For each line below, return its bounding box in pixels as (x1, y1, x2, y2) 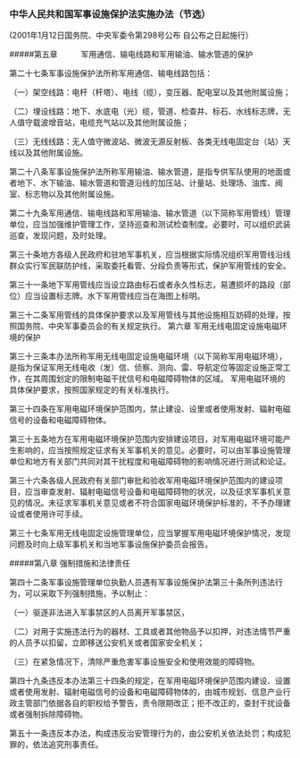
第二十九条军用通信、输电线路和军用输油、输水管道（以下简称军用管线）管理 (9, 208, 291, 218)
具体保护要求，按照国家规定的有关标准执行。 (9, 385, 174, 396)
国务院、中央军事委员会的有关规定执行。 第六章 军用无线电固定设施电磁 (16, 320, 279, 332)
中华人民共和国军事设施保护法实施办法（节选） (9, 7, 211, 20)
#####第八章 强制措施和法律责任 (9, 558, 131, 569)
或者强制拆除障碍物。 (9, 709, 87, 720)
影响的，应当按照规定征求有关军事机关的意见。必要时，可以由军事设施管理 (16, 445, 291, 456)
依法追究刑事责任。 (32, 739, 104, 750)
